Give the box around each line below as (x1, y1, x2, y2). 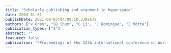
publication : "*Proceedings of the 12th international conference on (5, 40, 156, 45)
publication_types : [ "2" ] (5, 26, 60, 31)
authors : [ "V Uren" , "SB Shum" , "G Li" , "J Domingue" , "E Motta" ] (5, 21, 149, 27)
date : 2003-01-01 (5, 12, 42, 17)
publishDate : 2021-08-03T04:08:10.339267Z (5, 17, 97, 22)
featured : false (5, 36, 40, 41)
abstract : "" (5, 31, 33, 36)
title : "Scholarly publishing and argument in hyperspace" (5, 7, 133, 13)
